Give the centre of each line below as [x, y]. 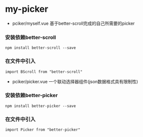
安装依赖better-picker [32, 96]
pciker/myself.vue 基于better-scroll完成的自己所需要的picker [73, 23]
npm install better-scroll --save [41, 48]
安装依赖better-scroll [31, 37]
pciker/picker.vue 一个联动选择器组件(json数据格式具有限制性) [75, 81]
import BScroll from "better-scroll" [44, 72]
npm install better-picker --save [41, 106]
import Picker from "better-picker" [43, 130]
